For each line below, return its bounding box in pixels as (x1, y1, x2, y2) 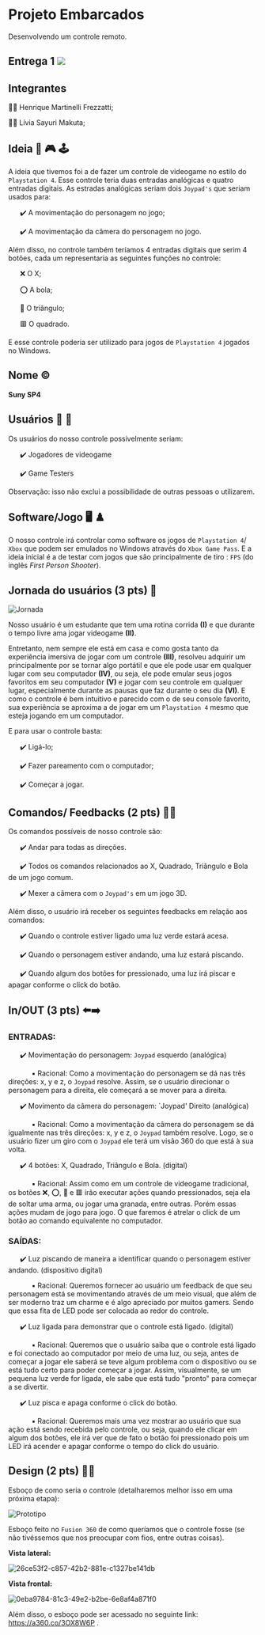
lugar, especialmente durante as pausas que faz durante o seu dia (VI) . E (8, 686, 246, 696)
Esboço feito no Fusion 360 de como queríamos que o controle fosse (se (8, 1524, 245, 1534)
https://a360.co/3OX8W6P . (8, 1618, 99, 1627)
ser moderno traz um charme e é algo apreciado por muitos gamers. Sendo (8, 1298, 255, 1307)
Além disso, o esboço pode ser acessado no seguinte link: (8, 1609, 199, 1619)
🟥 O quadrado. (19, 319, 70, 328)
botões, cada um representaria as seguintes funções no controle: (8, 253, 221, 263)
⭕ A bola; (19, 285, 53, 294)
